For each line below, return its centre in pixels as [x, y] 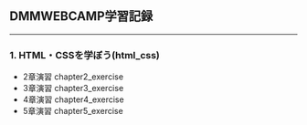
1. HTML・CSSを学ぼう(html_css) [85, 55]
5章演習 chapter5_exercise [73, 111]
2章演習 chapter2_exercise [73, 77]
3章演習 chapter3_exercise [73, 89]
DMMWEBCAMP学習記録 [81, 16]
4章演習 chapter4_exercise [74, 99]
